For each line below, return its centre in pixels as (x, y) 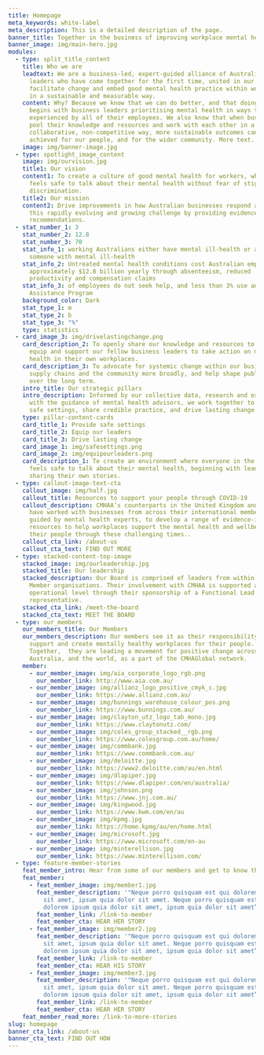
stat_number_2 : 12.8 (56, 235)
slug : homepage (33, 1024)
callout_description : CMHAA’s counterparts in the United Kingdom (133, 505)
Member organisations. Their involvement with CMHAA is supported (140, 586)
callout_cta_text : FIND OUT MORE (77, 549)
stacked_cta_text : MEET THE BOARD (79, 615)
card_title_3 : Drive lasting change (82, 439)
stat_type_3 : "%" (51, 322)
